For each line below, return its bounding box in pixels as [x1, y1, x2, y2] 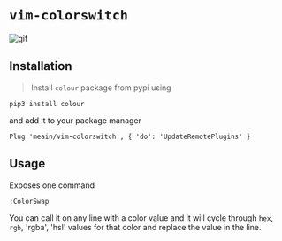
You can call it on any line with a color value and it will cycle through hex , [9, 212, 274, 223]
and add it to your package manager [9, 114, 141, 126]
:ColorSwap [9, 197, 50, 206]
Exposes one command [9, 180, 95, 190]
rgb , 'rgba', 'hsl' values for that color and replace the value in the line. [9, 222, 263, 232]
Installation [9, 58, 72, 74]
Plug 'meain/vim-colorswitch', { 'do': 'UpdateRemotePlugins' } [9, 132, 251, 141]
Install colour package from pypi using [30, 82, 171, 93]
